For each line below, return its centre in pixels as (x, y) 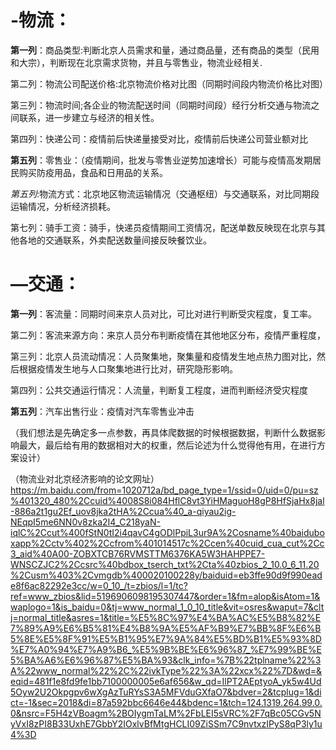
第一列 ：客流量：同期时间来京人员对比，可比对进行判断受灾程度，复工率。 (163, 313)
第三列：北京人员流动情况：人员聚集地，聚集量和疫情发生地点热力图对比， (163, 356)
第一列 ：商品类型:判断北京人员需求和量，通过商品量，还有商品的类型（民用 (165, 50)
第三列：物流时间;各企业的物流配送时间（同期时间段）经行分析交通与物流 (161, 105)
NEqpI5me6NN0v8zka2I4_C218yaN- (85, 522)
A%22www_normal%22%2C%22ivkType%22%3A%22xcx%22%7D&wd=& (166, 670)
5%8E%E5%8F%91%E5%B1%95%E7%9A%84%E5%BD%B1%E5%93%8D (166, 638)
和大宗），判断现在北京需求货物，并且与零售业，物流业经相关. (136, 62)
